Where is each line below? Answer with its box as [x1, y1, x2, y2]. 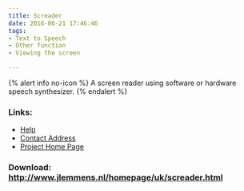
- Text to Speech [8, 34, 66, 43]
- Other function [8, 42, 66, 50]
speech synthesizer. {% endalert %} [8, 87, 128, 96]
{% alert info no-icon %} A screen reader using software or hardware [8, 78, 237, 87]
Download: [8, 162, 52, 173]
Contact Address [19, 133, 76, 143]
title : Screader [8, 11, 62, 20]
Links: [8, 106, 33, 117]
